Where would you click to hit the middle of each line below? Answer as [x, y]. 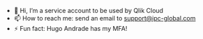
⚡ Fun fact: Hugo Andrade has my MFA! [70, 28]
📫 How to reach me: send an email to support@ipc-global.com [105, 18]
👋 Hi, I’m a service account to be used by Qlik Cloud [89, 11]
